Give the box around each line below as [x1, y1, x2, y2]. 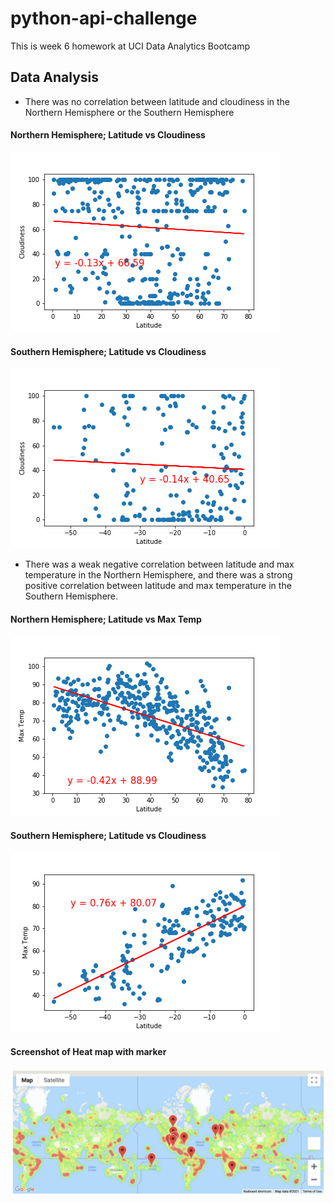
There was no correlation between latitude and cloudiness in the [24, 95, 291, 107]
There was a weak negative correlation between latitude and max [24, 558, 295, 571]
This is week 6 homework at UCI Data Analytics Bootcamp [10, 40, 251, 52]
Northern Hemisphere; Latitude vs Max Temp [10, 613, 202, 625]
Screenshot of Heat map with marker [10, 1046, 167, 1058]
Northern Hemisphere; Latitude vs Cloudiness [10, 129, 206, 141]
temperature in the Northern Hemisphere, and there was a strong [24, 569, 293, 581]
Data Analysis [10, 69, 100, 86]
